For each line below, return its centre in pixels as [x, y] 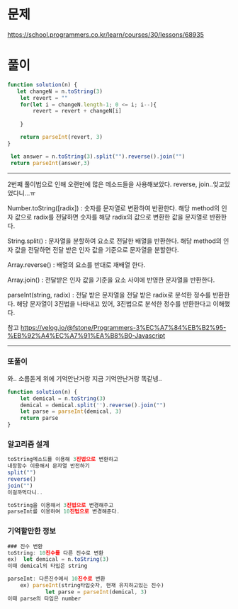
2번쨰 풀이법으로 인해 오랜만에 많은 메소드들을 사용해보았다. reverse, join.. [110, 184]
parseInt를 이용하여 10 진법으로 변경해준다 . [64, 512]
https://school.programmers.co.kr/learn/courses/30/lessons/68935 [106, 34]
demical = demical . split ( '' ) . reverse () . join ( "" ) [93, 405]
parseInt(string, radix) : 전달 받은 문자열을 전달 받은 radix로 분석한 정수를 [109, 295]
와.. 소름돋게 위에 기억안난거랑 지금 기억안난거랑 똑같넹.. [85, 378]
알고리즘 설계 [28, 444]
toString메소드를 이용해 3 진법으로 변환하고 [63, 460]
